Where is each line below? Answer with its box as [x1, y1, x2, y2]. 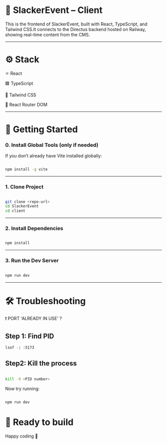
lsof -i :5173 [5, 345, 35, 350]
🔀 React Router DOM [5, 101, 48, 107]
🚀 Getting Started [5, 124, 78, 135]
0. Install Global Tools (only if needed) [5, 141, 98, 148]
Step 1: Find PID [5, 332, 54, 340]
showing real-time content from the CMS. [5, 31, 90, 37]
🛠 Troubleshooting [5, 295, 86, 307]
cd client [5, 208, 26, 214]
